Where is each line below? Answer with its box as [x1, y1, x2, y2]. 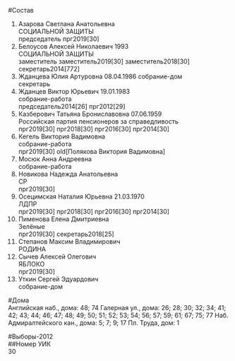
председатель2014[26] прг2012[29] [18, 102, 126, 110]
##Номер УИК [8, 340, 52, 348]
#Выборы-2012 [8, 332, 54, 341]
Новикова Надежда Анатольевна [18, 170, 119, 178]
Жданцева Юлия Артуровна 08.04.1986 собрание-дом [18, 72, 183, 81]
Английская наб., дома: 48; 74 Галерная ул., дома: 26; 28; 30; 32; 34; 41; [8, 304, 227, 312]
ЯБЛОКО [18, 260, 45, 268]
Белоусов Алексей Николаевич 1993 [18, 42, 129, 50]
